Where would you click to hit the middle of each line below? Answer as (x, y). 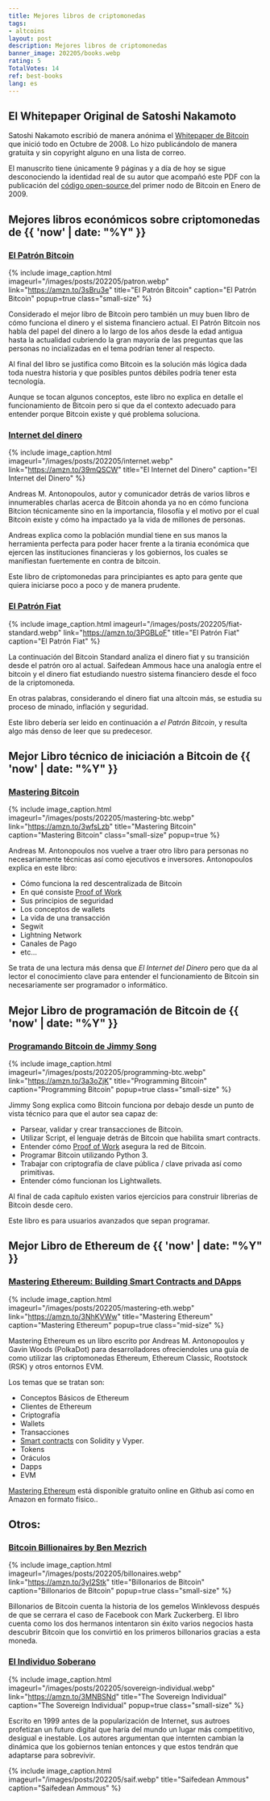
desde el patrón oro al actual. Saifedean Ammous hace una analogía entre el (135, 665)
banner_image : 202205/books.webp (64, 53)
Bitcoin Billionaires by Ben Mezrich (78, 1547)
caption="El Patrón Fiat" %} (54, 641)
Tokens (32, 1449)
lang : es (23, 83)
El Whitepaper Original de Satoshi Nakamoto (122, 116)
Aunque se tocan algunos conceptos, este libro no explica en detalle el (126, 397)
